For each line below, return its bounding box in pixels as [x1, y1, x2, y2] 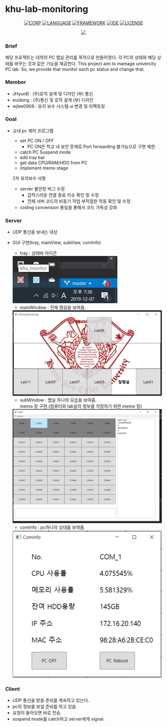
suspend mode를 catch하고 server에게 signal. [12, 716, 105, 722]
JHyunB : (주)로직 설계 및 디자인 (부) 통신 [12, 90, 93, 96]
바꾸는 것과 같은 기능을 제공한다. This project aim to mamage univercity [14, 61, 157, 67]
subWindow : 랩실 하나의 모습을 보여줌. [19, 397, 97, 403]
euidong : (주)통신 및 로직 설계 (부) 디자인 [12, 97, 94, 103]
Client [5, 685, 20, 692]
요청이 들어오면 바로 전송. [12, 710, 62, 716]
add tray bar [19, 154, 45, 160]
